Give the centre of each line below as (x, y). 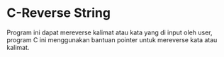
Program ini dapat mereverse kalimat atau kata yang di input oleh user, (110, 32)
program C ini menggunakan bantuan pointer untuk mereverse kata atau (112, 39)
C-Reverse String (59, 13)
